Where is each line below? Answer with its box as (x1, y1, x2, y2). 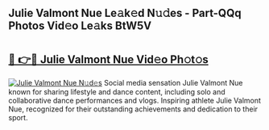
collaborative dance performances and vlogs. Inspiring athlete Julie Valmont (8, 96, 262, 105)
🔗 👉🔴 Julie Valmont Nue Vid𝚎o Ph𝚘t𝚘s (8, 52, 209, 66)
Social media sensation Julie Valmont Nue (103, 78, 243, 87)
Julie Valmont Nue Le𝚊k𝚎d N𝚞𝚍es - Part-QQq (8, 6, 242, 20)
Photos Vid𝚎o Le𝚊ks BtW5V (8, 19, 152, 33)
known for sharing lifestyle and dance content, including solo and (8, 87, 226, 96)
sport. (8, 113, 28, 122)
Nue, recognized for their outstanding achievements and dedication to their (8, 104, 259, 114)
